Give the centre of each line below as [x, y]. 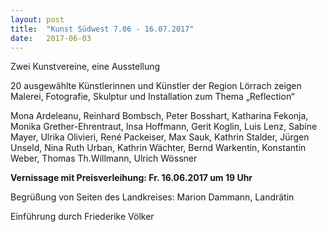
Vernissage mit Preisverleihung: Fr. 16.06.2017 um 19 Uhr [131, 178]
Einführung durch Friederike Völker [82, 217]
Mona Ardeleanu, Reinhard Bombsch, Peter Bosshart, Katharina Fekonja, [159, 116]
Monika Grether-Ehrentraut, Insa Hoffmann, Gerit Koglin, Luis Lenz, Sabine [164, 127]
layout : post [37, 19]
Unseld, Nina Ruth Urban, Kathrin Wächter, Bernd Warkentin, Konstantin [158, 148]
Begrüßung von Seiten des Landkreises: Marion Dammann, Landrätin [152, 197]
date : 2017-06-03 [51, 38]
